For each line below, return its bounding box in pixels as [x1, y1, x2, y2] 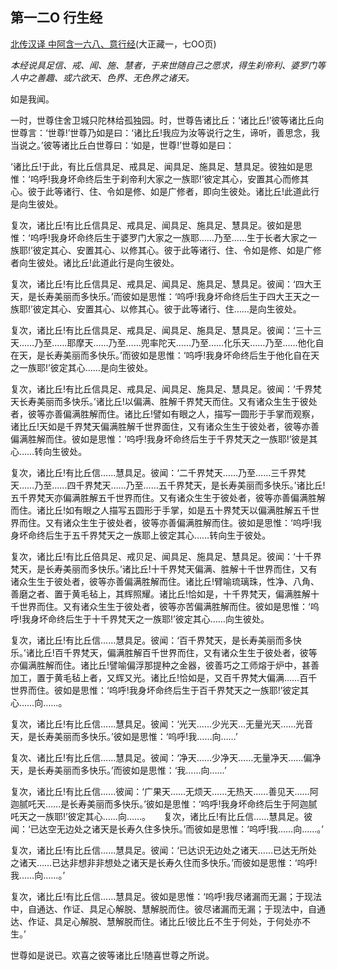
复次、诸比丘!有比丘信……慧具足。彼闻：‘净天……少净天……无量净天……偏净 [10, 751, 322, 763]
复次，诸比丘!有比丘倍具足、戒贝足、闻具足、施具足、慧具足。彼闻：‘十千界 [10, 550, 322, 562]
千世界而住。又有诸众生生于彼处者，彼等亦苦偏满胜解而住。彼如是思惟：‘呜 [10, 600, 320, 612]
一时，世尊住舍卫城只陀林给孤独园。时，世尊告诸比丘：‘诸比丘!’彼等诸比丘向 [10, 114, 325, 126]
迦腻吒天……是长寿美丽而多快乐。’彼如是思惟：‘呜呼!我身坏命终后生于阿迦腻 [10, 798, 318, 810]
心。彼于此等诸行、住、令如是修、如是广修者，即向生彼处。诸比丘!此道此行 [10, 185, 320, 197]
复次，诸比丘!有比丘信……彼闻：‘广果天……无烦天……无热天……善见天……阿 [10, 785, 319, 797]
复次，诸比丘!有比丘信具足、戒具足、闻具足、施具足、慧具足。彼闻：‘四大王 [10, 278, 322, 290]
